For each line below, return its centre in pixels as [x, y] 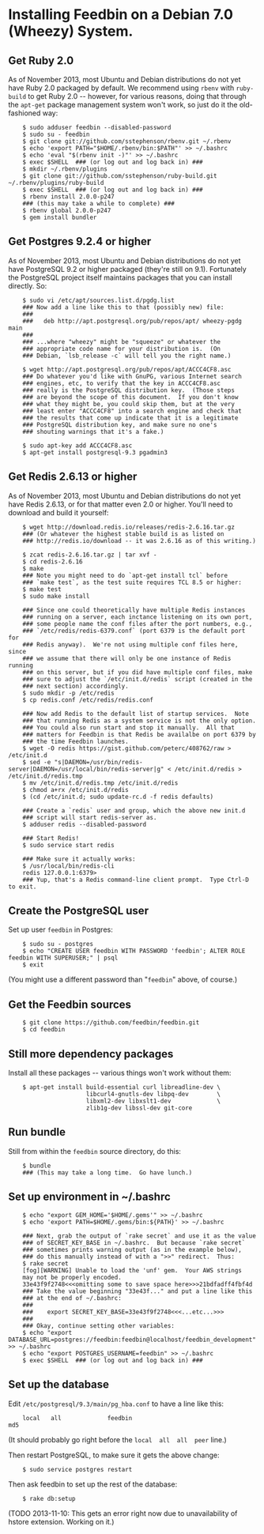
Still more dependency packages [91, 1054]
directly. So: [28, 285]
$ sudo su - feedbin [56, 134]
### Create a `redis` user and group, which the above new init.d [134, 810]
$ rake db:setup [49, 1498]
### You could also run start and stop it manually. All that [129, 727]
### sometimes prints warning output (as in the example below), [132, 1249]
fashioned [25, 113]
